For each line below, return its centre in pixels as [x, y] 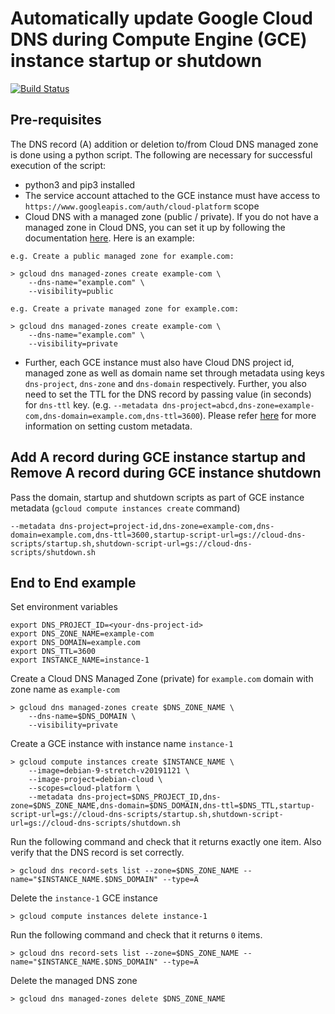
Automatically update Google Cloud [161, 18]
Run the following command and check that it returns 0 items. [136, 935]
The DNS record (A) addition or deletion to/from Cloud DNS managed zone [164, 144]
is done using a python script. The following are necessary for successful [161, 154]
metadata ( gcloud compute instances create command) [125, 508]
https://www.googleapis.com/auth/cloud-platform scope [142, 206]
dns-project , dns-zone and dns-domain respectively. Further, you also [165, 383]
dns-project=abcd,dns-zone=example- [238, 405]
